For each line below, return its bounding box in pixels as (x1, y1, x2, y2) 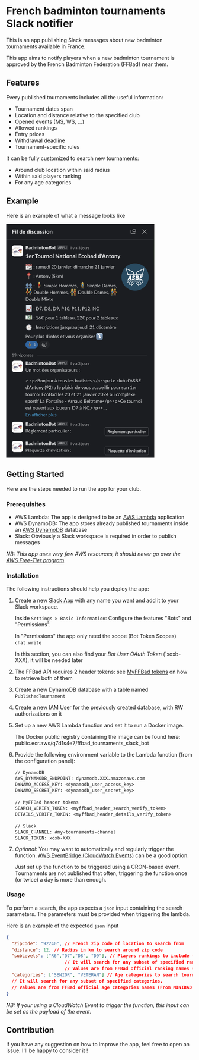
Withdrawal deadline (14, 137, 65, 144)
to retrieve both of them (14, 674, 73, 682)
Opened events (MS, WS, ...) (14, 118, 85, 125)
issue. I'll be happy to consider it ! (6, 1047, 88, 1054)
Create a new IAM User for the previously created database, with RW (14, 704, 184, 711)
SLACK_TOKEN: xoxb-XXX (14, 835, 71, 841)
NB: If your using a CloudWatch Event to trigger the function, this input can (6, 1001, 190, 1009)
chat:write (14, 639, 42, 646)
